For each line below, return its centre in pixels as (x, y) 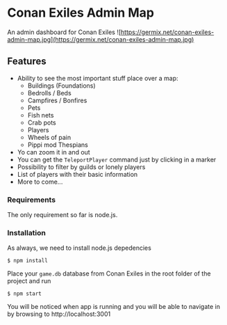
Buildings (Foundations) (61, 86)
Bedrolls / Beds (49, 93)
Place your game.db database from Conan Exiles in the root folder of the (109, 274)
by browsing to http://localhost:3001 (59, 314)
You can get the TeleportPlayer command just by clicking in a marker (117, 159)
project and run (29, 281)
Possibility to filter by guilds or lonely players (81, 167)
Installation (27, 232)
